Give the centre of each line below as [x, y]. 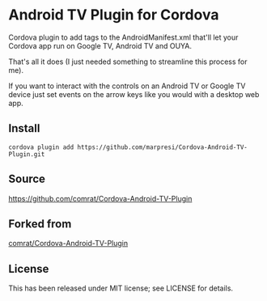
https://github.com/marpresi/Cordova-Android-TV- [163, 147]
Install [24, 128]
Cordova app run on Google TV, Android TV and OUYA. [100, 45]
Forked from [40, 224]
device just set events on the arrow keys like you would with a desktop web [134, 94]
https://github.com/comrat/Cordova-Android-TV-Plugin [100, 198]
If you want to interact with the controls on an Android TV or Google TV [127, 86]
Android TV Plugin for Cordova [114, 15]
